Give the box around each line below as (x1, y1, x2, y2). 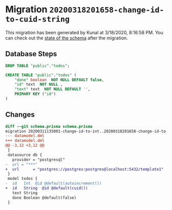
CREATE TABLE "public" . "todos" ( (5, 73, 77, 78)
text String (12, 190, 38, 195)
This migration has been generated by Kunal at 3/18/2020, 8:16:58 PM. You (5, 29, 164, 35)
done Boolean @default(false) (12, 195, 77, 200)
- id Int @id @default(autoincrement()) (5, 181, 102, 186)
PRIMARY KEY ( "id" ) (14, 91, 56, 97)
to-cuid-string (5, 14, 70, 24)
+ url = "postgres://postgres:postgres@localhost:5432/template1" (5, 167, 164, 172)
